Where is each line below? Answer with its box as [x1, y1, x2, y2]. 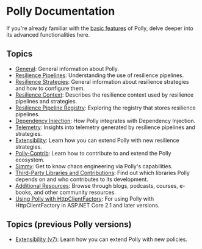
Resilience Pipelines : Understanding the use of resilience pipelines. [15, 72, 184, 79]
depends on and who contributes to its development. [15, 176, 148, 183]
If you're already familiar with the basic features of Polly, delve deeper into [6, 24, 193, 32]
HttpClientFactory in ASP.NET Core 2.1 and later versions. [15, 201, 160, 209]
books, [15, 188, 33, 196]
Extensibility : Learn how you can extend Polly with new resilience [15, 136, 179, 144]
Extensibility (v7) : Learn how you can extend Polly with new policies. [15, 236, 188, 243]
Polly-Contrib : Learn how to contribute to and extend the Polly [15, 149, 171, 157]
